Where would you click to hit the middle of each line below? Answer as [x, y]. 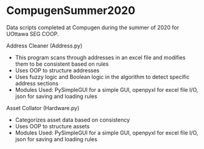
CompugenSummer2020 [71, 11]
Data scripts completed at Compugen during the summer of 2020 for [93, 27]
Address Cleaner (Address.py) [44, 46]
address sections [37, 83]
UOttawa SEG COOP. [33, 33]
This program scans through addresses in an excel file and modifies [100, 57]
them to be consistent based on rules [62, 64]
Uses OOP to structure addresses [57, 70]
